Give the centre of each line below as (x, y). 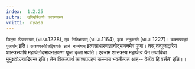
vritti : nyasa (25, 22)
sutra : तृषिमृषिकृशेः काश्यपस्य (35, 17)
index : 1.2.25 (25, 11)
